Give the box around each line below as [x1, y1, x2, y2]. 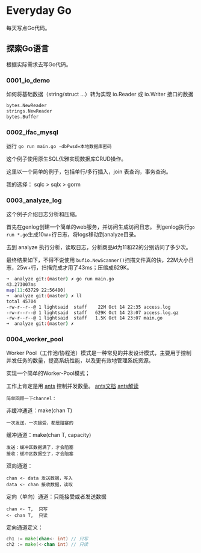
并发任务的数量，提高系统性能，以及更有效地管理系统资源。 [6, 357, 154, 364]
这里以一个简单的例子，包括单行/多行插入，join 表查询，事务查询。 [6, 168, 172, 175]
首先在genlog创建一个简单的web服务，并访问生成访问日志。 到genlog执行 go [6, 223, 195, 230]
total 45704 [6, 298, 36, 304]
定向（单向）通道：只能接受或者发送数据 [6, 493, 107, 500]
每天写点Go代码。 [6, 24, 51, 31]
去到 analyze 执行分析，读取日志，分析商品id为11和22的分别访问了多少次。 [6, 244, 191, 251]
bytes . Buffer [6, 114, 39, 120]
